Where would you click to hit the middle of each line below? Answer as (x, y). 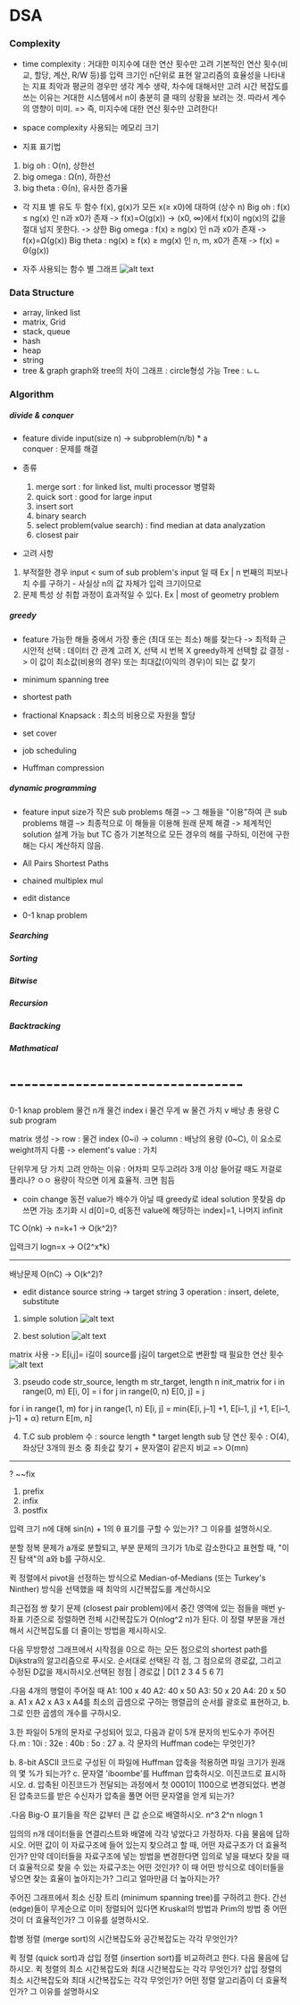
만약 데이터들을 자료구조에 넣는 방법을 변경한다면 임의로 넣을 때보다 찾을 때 (160, 1857)
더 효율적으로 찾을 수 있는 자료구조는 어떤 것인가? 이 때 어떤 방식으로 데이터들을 (147, 1867)
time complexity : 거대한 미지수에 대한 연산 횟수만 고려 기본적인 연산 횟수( (151, 64)
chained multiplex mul (62, 880)
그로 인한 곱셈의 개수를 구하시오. (66, 1714)
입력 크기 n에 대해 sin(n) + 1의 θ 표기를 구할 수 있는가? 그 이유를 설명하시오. (141, 1529)
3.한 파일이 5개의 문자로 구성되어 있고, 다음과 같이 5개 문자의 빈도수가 (130, 1732)
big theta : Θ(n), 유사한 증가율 (75, 188)
